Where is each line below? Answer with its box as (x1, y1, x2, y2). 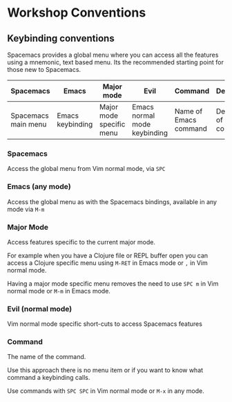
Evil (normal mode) (7, 304, 72, 313)
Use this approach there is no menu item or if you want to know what (7, 366, 204, 374)
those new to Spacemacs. (7, 66, 81, 73)
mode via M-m (7, 205, 45, 213)
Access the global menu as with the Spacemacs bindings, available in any (7, 197, 217, 205)
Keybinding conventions (7, 33, 115, 44)
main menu (10, 120, 47, 129)
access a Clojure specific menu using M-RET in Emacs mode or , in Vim (7, 258, 209, 267)
